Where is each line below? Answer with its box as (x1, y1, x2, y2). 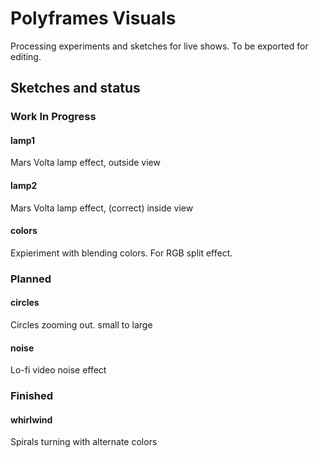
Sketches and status (10, 80, 141, 97)
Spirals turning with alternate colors (10, 436, 158, 448)
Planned (10, 272, 52, 286)
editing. (10, 50, 42, 62)
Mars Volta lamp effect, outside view (10, 157, 161, 169)
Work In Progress (10, 110, 97, 124)
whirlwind (10, 413, 53, 426)
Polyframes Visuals (10, 7, 177, 30)
